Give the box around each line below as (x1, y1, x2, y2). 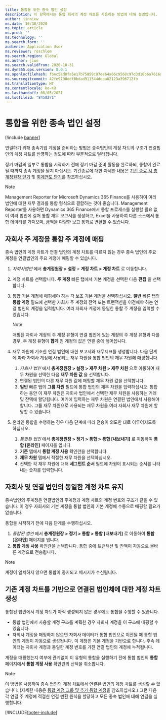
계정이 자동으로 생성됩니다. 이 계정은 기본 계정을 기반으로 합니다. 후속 (21, 638, 155, 644)
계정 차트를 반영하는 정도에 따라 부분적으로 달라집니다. (14, 151, 119, 157)
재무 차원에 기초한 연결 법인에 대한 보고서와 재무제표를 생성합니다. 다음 (12, 348, 148, 354)
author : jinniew (5, 16, 39, 21)
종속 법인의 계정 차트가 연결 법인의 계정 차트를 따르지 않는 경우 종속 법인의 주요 (5, 249, 157, 255)
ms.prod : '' (5, 30, 30, 35)
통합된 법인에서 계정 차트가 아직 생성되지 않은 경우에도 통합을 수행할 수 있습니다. (5, 608, 160, 614)
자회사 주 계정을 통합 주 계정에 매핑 (5, 235, 104, 243)
